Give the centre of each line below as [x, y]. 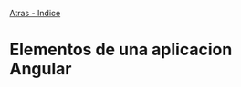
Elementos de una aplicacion [121, 50]
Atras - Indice [35, 13]
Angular [41, 69]
